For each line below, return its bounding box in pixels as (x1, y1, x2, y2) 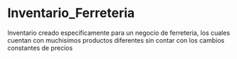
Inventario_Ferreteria (7, 5, 135, 21)
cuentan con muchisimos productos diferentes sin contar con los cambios (7, 36, 225, 44)
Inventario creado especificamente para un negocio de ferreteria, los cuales (7, 28, 231, 37)
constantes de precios (7, 43, 73, 52)
